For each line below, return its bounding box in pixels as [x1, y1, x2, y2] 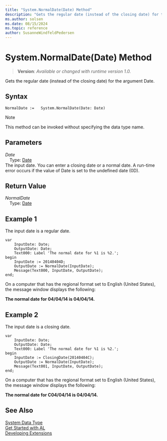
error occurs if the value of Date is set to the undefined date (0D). [5, 167, 140, 173]
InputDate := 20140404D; [14, 259, 66, 264]
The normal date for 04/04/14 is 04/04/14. [5, 296, 95, 302]
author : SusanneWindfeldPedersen [5, 30, 75, 35]
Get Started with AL [5, 425, 46, 431]
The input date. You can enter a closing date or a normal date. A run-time [5, 162, 155, 168]
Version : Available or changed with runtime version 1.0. [17, 68, 131, 74]
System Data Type [5, 419, 43, 426]
